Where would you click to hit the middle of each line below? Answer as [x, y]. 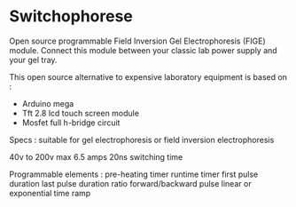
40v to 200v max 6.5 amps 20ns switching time [96, 156]
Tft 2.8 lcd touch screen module [81, 113]
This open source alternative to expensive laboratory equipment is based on [148, 76]
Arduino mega [48, 103]
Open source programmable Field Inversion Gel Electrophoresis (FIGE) [137, 41]
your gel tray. [33, 60]
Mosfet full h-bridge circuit [71, 123]
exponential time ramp [50, 193]
